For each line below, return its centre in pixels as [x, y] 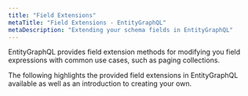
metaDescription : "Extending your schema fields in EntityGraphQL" [121, 30]
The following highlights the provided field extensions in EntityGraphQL [123, 76]
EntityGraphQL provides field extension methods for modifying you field [124, 52]
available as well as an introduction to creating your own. [100, 84]
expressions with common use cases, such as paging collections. [114, 60]
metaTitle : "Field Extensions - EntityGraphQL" [88, 23]
